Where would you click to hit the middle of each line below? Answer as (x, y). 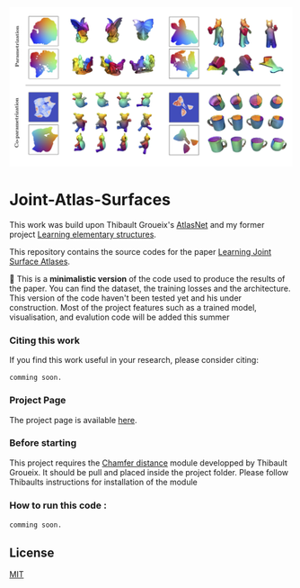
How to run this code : (58, 505)
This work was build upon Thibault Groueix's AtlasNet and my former (137, 224)
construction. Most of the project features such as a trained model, (133, 307)
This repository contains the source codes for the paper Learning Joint (141, 251)
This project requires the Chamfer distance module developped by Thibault (148, 463)
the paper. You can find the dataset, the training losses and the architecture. (150, 288)
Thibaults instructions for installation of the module (103, 482)
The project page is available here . (73, 420)
